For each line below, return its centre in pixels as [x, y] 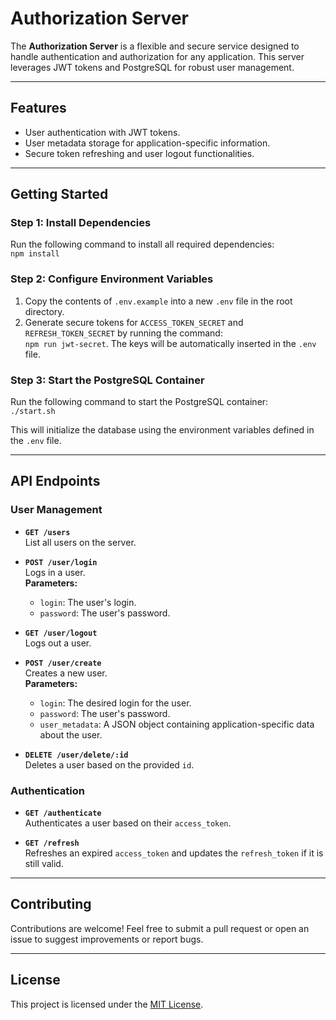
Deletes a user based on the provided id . [109, 764]
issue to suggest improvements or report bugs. [107, 939]
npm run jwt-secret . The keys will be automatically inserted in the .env [170, 343]
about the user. [71, 734]
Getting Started [59, 194]
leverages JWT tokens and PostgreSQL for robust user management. [152, 67]
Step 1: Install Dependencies [81, 223]
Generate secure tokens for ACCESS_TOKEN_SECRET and [134, 322]
